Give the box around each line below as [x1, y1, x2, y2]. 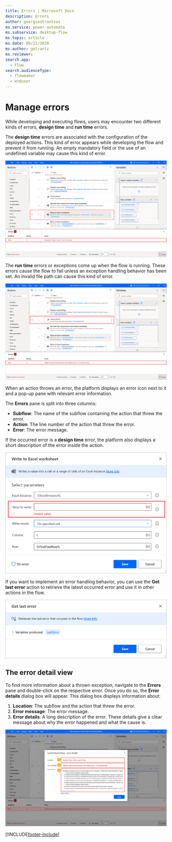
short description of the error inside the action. [5, 442, 104, 448]
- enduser [10, 79, 31, 84]
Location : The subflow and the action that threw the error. [12, 703, 136, 709]
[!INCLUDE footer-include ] [5, 831, 60, 837]
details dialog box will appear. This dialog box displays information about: [5, 693, 161, 699]
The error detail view [5, 668, 73, 677]
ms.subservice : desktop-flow [5, 30, 68, 35]
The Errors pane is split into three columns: [5, 401, 97, 407]
